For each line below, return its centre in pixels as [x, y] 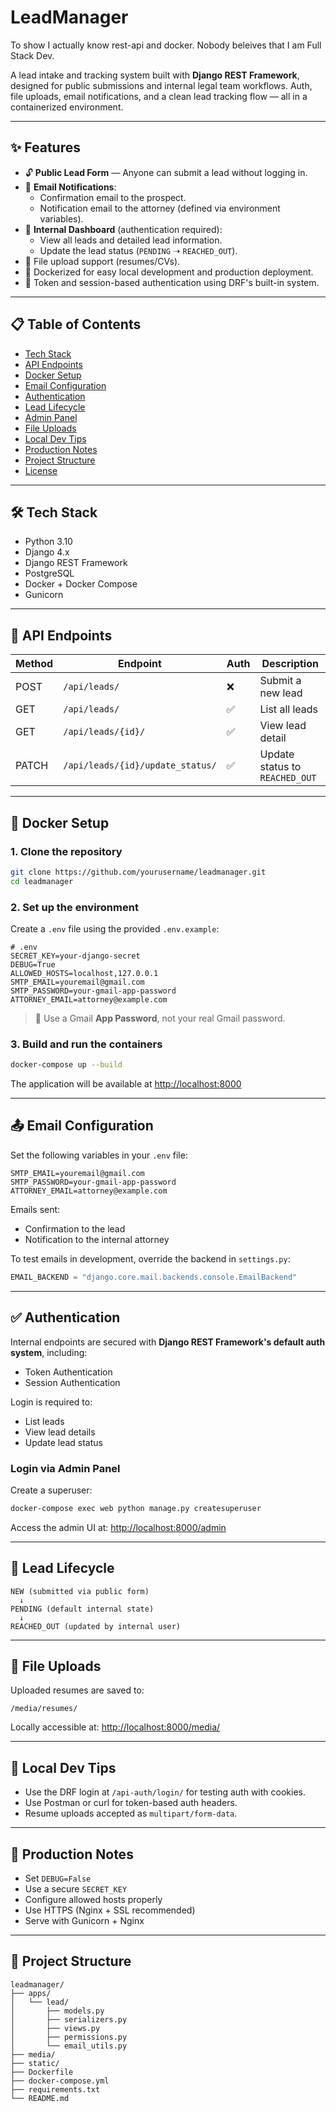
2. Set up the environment [74, 907]
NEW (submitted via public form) [80, 1591]
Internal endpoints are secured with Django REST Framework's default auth [168, 1342]
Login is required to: [51, 1402]
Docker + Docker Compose [81, 584]
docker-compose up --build [66, 1065]
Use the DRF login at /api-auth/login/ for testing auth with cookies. [165, 1792]
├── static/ [35, 2063]
